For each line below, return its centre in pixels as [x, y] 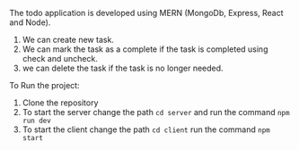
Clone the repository [60, 103]
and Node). [30, 22]
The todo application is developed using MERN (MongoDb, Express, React [147, 13]
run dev [36, 121]
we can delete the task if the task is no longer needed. [123, 68]
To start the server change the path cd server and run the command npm [156, 112]
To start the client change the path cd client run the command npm [146, 129]
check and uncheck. [60, 58]
